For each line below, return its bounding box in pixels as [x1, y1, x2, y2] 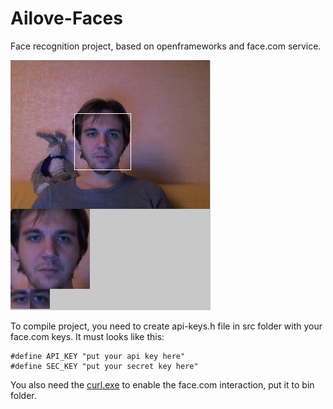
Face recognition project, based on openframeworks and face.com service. [10, 40, 322, 52]
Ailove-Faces [10, 7, 123, 30]
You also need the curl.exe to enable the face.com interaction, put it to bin [10, 378, 315, 391]
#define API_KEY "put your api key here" [10, 351, 186, 361]
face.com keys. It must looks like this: [10, 330, 165, 342]
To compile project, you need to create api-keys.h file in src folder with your [10, 320, 323, 332]
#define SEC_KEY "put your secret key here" [10, 361, 199, 371]
